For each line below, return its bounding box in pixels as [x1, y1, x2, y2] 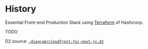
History [5, 3, 37, 15]
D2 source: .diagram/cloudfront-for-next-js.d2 [5, 38, 104, 44]
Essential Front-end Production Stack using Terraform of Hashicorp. [5, 19, 144, 25]
